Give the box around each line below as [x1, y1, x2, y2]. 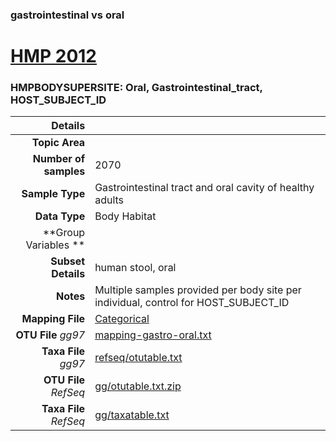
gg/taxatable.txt [94, 408, 170, 422]
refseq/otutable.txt [94, 351, 183, 365]
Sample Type [21, 187, 86, 201]
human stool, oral [94, 261, 177, 275]
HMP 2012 [10, 45, 98, 68]
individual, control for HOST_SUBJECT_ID [94, 296, 290, 310]
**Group [42, 226, 86, 240]
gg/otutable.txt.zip [94, 379, 182, 393]
